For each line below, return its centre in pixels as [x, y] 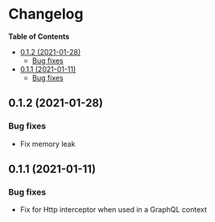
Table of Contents [39, 36]
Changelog [46, 14]
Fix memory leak [48, 144]
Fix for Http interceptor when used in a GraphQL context [114, 210]
